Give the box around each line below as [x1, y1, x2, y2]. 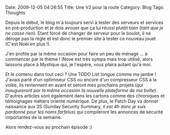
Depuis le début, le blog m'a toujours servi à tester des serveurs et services [5, 20, 163, 25]
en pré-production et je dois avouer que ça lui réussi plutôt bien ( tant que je [5, 25, 163, 31]
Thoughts [5, 10, 25, 16]
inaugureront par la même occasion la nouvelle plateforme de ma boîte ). [5, 87, 157, 93]
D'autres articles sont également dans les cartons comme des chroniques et [5, 93, 165, 99]
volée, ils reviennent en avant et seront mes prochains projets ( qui [5, 82, 144, 88]
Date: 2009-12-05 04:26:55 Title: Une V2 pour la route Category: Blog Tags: [5, 5, 165, 10]
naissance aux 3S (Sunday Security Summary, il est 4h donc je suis [5, 104, 146, 109]
